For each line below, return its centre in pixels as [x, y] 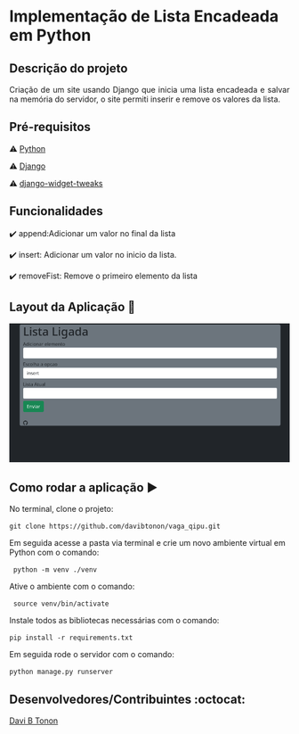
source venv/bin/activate [61, 604]
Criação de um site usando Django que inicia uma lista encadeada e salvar [149, 90]
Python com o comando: [54, 553]
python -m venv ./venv [55, 570]
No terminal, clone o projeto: [61, 509]
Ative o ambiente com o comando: [72, 587]
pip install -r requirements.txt [71, 638]
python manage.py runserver [61, 672]
